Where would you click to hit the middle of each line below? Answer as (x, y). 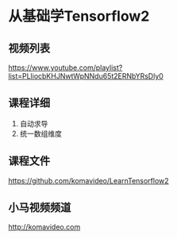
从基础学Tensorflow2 (79, 16)
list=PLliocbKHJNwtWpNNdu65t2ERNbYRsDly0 (86, 76)
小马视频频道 (40, 208)
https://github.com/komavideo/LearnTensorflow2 (88, 180)
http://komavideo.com (44, 227)
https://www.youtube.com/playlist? (65, 67)
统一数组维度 (40, 133)
